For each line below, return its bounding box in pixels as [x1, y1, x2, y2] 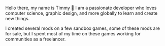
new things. [5, 16, 30, 21]
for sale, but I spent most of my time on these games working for [5, 31, 141, 36]
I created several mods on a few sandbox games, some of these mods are [5, 25, 160, 31]
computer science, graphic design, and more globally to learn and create [5, 10, 158, 16]
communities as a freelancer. [5, 36, 66, 42]
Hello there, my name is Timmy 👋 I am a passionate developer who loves [5, 5, 157, 11]
